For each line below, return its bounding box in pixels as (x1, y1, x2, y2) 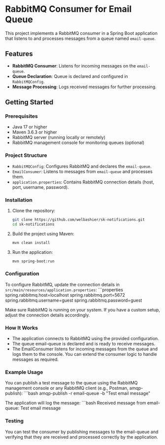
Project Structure (5, 152, 47, 159)
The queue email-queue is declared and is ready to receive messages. (12, 341, 156, 347)
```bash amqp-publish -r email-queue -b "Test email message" (24, 390, 151, 396)
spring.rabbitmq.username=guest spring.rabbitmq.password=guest (5, 297, 142, 303)
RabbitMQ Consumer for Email (5, 3, 132, 15)
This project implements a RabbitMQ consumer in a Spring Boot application (5, 30, 158, 36)
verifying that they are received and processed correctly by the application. (5, 434, 159, 440)
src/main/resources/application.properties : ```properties (5, 287, 123, 293)
